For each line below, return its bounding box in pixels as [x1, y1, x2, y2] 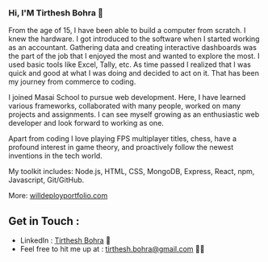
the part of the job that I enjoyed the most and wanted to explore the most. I [8, 52, 260, 61]
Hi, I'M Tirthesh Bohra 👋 [8, 7, 103, 19]
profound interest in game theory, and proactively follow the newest [8, 143, 234, 152]
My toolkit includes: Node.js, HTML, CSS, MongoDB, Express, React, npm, [8, 167, 255, 177]
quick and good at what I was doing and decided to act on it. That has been [8, 69, 260, 78]
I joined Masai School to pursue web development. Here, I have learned [8, 93, 246, 102]
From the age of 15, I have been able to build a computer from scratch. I [8, 26, 246, 35]
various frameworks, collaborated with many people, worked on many [8, 101, 241, 111]
